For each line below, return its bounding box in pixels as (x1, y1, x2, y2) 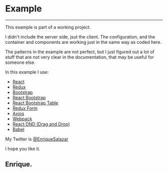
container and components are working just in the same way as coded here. (5, 39, 162, 45)
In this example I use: (5, 69, 49, 75)
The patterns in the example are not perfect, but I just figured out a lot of (5, 48, 155, 55)
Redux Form (12, 105, 38, 111)
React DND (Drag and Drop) (12, 121, 70, 127)
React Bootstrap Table (12, 100, 58, 106)
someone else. (5, 59, 36, 65)
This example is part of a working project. (5, 24, 91, 30)
